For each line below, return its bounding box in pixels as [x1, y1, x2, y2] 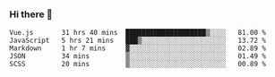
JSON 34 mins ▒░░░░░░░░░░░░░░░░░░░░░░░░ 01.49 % [9, 52, 267, 61]
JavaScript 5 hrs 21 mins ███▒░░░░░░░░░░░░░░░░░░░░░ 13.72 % [9, 36, 267, 46]
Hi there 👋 [9, 8, 54, 21]
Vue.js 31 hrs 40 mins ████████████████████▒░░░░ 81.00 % [9, 29, 267, 38]
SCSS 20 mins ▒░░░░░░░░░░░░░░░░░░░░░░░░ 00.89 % [9, 60, 267, 69]
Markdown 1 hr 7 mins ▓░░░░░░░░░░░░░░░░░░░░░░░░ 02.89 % [9, 44, 267, 53]
